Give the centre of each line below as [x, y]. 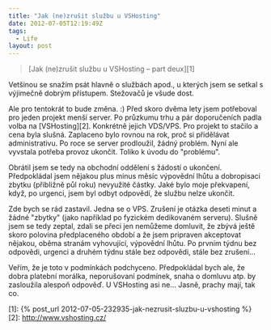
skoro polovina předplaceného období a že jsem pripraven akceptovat [125, 235]
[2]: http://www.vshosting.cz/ [57, 318]
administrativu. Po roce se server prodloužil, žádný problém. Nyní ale [123, 143]
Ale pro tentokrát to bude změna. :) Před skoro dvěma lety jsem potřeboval [133, 109]
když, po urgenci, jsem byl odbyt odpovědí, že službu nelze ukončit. [122, 193]
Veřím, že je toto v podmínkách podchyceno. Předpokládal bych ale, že [127, 268]
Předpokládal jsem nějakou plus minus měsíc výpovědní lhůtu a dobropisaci [134, 176]
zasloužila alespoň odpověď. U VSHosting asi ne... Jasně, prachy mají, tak [132, 285]
